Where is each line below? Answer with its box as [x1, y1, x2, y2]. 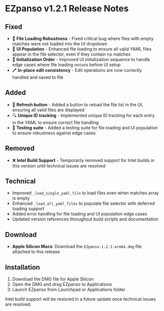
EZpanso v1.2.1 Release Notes [5, 3, 129, 14]
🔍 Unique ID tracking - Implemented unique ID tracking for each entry [12, 112, 155, 118]
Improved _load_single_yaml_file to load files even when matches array [12, 190, 159, 196]
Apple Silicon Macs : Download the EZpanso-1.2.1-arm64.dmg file [12, 244, 142, 249]
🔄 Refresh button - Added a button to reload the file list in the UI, [12, 101, 143, 107]
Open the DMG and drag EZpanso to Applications [12, 281, 112, 287]
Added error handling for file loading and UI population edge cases [12, 211, 147, 217]
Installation [5, 263, 40, 271]
